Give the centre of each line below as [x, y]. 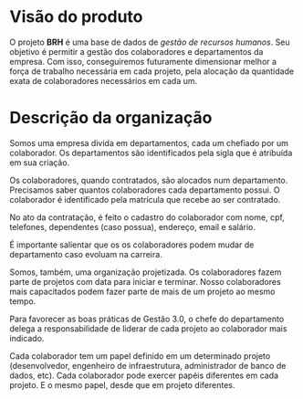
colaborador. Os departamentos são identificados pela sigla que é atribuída [151, 152]
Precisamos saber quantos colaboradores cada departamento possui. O [145, 190]
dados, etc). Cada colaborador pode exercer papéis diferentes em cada [144, 375]
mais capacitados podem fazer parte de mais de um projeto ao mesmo [142, 291]
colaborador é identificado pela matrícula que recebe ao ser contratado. [145, 199]
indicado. [27, 338]
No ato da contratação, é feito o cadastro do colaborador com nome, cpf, [147, 217]
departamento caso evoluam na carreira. [86, 254]
